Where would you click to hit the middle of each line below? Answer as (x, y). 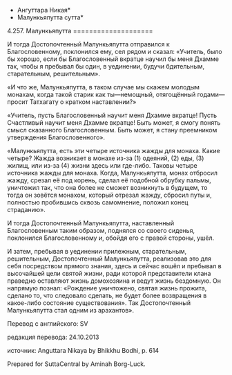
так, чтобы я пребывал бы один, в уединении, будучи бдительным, (106, 66)
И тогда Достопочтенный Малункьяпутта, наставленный (91, 223)
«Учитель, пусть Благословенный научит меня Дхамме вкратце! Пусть (112, 115)
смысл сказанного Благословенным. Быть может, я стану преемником (112, 130)
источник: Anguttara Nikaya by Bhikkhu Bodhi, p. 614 (83, 350)
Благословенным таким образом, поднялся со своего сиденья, (101, 230)
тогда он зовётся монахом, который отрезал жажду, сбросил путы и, (109, 195)
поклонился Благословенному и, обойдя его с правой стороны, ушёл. (111, 238)
